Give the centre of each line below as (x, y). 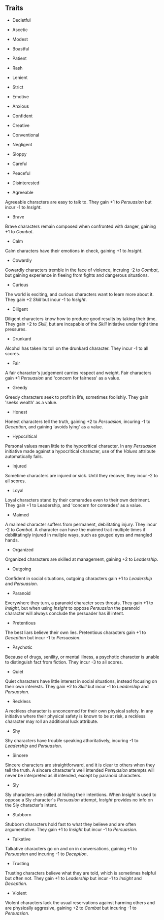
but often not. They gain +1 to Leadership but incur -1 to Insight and (73, 878)
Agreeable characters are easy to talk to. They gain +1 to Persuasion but (78, 202)
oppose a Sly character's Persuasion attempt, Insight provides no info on (79, 799)
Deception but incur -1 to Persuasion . (43, 637)
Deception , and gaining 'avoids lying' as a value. (54, 426)
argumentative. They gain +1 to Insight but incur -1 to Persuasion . (71, 829)
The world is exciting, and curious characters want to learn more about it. (80, 294)
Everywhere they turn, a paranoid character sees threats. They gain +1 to (79, 603)
